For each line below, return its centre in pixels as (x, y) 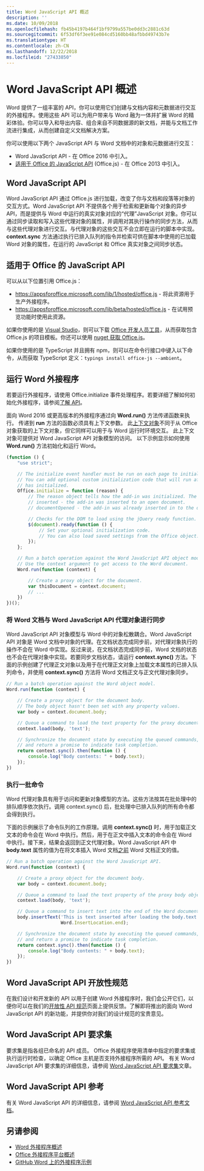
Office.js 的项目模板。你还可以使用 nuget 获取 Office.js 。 (77, 337)
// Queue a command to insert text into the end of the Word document (108, 912)
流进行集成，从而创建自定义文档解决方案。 (59, 130)
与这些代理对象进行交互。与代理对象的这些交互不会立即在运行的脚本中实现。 (102, 229)
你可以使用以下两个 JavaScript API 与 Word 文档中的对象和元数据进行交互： (101, 143)
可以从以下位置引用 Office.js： (44, 281)
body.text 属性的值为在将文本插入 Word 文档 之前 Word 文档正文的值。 (94, 850)
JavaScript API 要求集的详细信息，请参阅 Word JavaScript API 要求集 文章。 (100, 1066)
